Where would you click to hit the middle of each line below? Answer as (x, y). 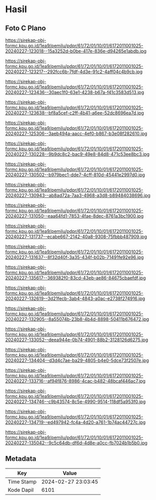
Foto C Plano (26, 28)
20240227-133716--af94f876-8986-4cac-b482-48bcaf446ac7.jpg (75, 381)
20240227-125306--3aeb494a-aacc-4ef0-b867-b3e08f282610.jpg (76, 134)
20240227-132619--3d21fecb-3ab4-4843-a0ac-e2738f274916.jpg (75, 298)
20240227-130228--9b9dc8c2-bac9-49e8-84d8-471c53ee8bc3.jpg (77, 154)
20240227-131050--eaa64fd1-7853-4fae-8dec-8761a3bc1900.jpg (74, 216)
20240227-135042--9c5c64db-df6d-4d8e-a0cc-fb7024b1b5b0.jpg (76, 443)
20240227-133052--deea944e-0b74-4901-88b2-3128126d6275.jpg (77, 340)
